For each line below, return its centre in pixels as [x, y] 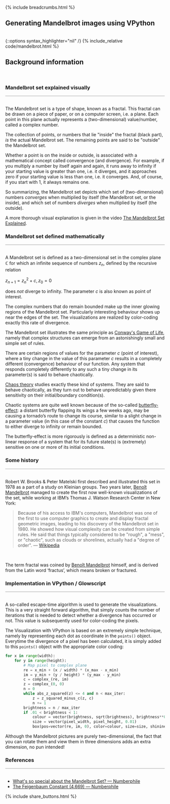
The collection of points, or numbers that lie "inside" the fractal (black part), [84, 134]
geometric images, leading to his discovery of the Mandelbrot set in [88, 523]
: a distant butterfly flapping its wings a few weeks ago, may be [83, 410]
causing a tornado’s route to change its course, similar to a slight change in [83, 416]
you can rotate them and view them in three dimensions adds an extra [78, 742]
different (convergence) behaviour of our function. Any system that [75, 364]
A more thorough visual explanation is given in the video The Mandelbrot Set [85, 218]
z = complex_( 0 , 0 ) [44, 684]
